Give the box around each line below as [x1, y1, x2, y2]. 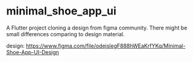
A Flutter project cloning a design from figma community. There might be [6, 24, 188, 31]
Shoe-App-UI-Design [6, 48, 59, 55]
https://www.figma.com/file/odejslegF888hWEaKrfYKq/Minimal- [26, 42, 186, 49]
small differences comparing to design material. [6, 30, 125, 37]
